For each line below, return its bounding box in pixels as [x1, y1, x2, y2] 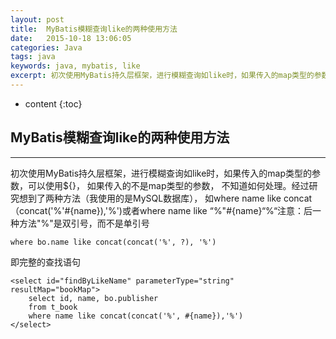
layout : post [10, 14, 65, 25]
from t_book [28, 302, 78, 312]
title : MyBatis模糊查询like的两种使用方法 [10, 24, 178, 34]
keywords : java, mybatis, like [10, 61, 141, 71]
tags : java [10, 52, 56, 62]
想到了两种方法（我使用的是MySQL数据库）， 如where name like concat [18, 192, 313, 204]
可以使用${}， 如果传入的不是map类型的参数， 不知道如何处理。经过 [27, 179, 310, 191]
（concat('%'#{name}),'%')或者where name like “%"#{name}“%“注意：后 [10, 204, 313, 216]
